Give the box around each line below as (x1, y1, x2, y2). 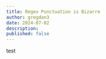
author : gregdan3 (6, 14, 50, 20)
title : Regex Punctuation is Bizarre (6, 8, 101, 15)
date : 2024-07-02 (6, 20, 50, 26)
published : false (6, 31, 50, 37)
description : (6, 25, 39, 32)
